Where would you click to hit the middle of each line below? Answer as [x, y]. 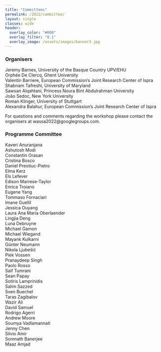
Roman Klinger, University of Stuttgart [44, 101]
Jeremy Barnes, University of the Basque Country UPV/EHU [66, 70]
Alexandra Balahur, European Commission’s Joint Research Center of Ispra [81, 107]
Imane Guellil [18, 202]
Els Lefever [16, 176]
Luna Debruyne [21, 224]
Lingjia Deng [18, 218]
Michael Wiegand [23, 234]
